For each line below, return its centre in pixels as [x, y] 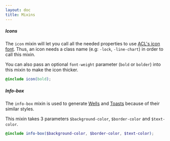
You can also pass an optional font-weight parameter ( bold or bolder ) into [83, 65]
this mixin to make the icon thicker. [42, 70]
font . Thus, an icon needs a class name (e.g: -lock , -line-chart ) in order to [84, 49]
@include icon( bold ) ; [28, 79]
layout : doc [18, 10]
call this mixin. [20, 54]
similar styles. [20, 109]
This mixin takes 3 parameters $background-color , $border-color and [78, 119]
